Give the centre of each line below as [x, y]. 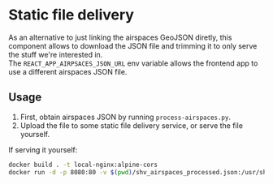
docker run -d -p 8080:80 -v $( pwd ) [70, 172]
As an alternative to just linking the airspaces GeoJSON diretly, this [120, 37]
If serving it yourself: [43, 150]
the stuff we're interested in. [56, 54]
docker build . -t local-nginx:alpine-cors [83, 165]
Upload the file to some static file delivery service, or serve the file [132, 125]
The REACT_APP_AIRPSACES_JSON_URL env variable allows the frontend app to [133, 63]
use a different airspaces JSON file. [68, 71]
